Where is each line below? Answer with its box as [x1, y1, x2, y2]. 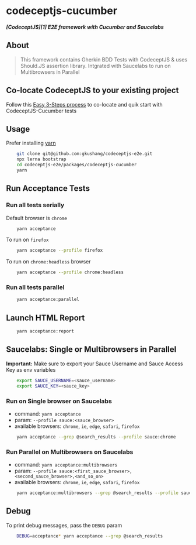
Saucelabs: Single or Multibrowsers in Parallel [6, 344, 177, 355]
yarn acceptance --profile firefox [16, 248, 103, 253]
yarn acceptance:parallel [16, 297, 80, 303]
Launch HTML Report [6, 313, 85, 323]
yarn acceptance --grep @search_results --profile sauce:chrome [16, 434, 176, 440]
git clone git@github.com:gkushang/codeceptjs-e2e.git [16, 151, 153, 157]
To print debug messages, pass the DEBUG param [6, 522, 123, 529]
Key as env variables [6, 366, 56, 373]
